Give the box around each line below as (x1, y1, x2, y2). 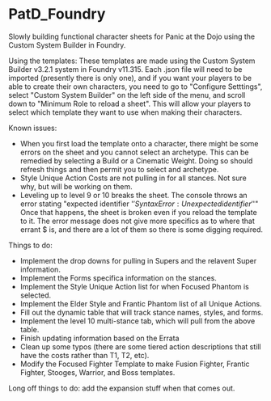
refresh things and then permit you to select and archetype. (19, 164, 219, 174)
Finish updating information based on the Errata (19, 333, 180, 343)
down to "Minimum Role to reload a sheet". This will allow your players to (8, 99, 251, 108)
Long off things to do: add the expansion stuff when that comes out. (8, 383, 235, 393)
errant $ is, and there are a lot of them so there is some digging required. (19, 224, 263, 234)
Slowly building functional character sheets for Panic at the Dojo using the (8, 32, 256, 41)
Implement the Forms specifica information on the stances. (19, 272, 217, 283)
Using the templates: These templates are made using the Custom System (8, 56, 256, 65)
